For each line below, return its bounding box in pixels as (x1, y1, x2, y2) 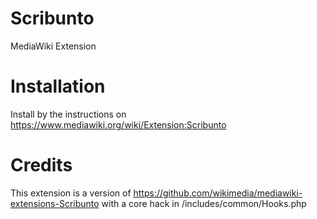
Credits (10, 154, 73, 177)
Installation (10, 75, 106, 98)
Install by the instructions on (10, 108, 127, 120)
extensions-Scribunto (10, 197, 100, 209)
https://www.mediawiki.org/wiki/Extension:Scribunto (10, 118, 227, 131)
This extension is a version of (10, 187, 132, 199)
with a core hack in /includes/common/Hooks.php (101, 197, 307, 209)
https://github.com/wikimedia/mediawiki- (133, 187, 303, 199)
